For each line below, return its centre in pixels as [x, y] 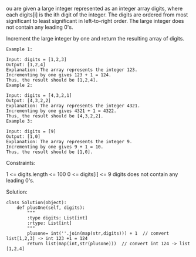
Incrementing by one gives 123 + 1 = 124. [59, 75]
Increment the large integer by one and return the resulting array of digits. [95, 38]
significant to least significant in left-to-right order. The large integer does [95, 21]
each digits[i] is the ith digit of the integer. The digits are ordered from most [97, 15]
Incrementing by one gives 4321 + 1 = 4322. [61, 111]
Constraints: [21, 163]
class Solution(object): [36, 202]
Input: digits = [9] [31, 131]
